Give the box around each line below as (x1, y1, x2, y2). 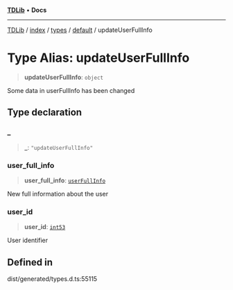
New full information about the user (7, 189, 109, 198)
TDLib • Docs (7, 6, 47, 14)
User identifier (7, 236, 49, 245)
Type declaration (7, 107, 82, 119)
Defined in (7, 256, 53, 268)
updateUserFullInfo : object (24, 73, 104, 81)
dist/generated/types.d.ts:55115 (7, 275, 98, 283)
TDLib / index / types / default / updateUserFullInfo (7, 26, 153, 34)
